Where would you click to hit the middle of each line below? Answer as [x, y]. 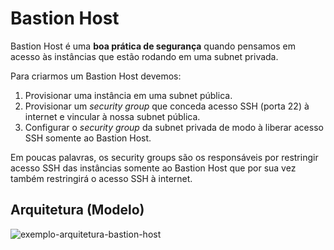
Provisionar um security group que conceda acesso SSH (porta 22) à [167, 106]
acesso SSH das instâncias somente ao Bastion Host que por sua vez [153, 168]
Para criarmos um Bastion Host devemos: [96, 76]
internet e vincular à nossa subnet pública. [112, 116]
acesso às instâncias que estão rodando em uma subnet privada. [144, 56]
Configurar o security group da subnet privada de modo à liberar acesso [174, 127]
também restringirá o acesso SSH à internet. [101, 178]
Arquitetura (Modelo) [77, 210]
